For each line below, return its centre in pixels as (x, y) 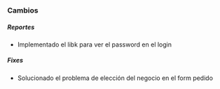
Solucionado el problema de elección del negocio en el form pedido (115, 78)
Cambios (23, 10)
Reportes (21, 27)
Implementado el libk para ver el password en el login (95, 44)
